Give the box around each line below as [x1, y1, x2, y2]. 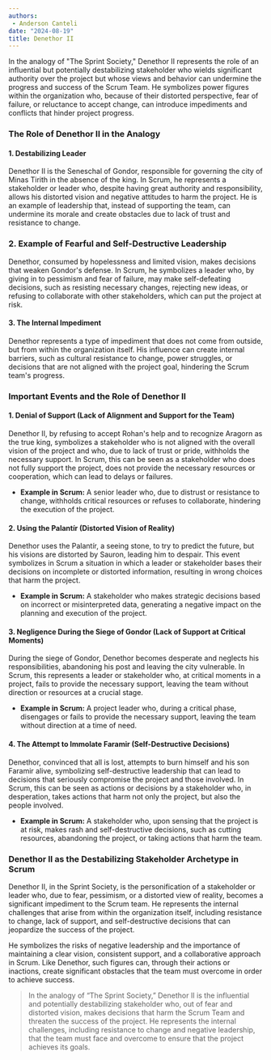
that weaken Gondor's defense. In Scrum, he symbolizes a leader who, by [8, 265, 255, 275]
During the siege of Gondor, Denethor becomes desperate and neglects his [8, 653, 260, 664]
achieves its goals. [28, 1041, 91, 1052]
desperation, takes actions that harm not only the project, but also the [8, 791, 241, 801]
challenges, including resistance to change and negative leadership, [28, 1024, 256, 1034]
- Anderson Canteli [11, 19, 78, 28]
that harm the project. [8, 575, 81, 585]
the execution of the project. [19, 505, 115, 514]
